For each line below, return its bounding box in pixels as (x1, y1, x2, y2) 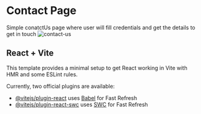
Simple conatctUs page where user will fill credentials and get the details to (6, 24, 196, 31)
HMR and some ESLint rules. (6, 71, 78, 78)
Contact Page (6, 4, 77, 18)
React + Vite (6, 48, 54, 59)
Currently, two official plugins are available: (6, 82, 115, 90)
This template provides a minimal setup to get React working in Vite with (6, 64, 188, 71)
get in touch (6, 30, 37, 37)
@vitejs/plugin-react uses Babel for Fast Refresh (15, 94, 138, 101)
